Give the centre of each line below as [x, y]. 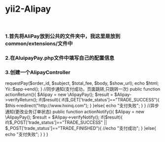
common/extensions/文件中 [39, 44]
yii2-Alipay [28, 9]
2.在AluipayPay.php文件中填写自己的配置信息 [60, 58]
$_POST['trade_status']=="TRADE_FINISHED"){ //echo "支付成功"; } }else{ [81, 128]
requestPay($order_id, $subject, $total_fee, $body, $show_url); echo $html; [82, 83]
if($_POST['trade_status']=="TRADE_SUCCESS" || [56, 122]
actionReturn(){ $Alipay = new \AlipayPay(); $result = [59, 95]
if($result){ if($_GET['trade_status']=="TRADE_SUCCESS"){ [99, 100]
